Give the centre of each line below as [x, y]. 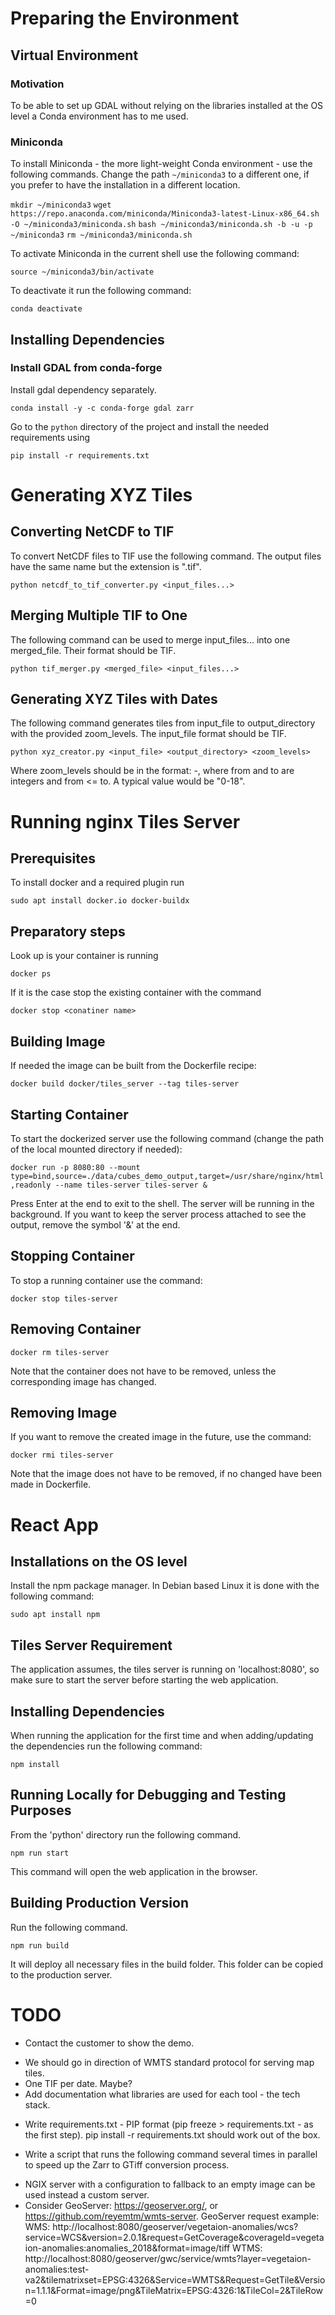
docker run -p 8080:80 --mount [75, 1167]
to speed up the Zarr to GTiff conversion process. [127, 2164]
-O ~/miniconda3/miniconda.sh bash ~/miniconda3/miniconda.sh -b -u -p [161, 225]
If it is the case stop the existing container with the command [136, 993]
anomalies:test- [57, 2269]
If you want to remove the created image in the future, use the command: [161, 1437]
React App [54, 1524]
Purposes [41, 1810]
